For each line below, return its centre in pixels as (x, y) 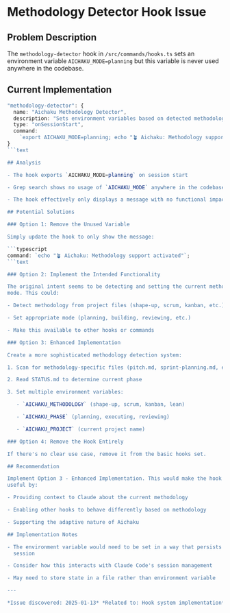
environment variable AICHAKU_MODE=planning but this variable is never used (113, 61)
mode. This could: (33, 293)
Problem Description (52, 37)
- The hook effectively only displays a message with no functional (107, 200)
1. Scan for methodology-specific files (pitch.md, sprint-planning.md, (113, 368)
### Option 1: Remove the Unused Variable (68, 225)
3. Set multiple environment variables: (66, 392)
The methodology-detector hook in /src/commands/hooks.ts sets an (101, 53)
